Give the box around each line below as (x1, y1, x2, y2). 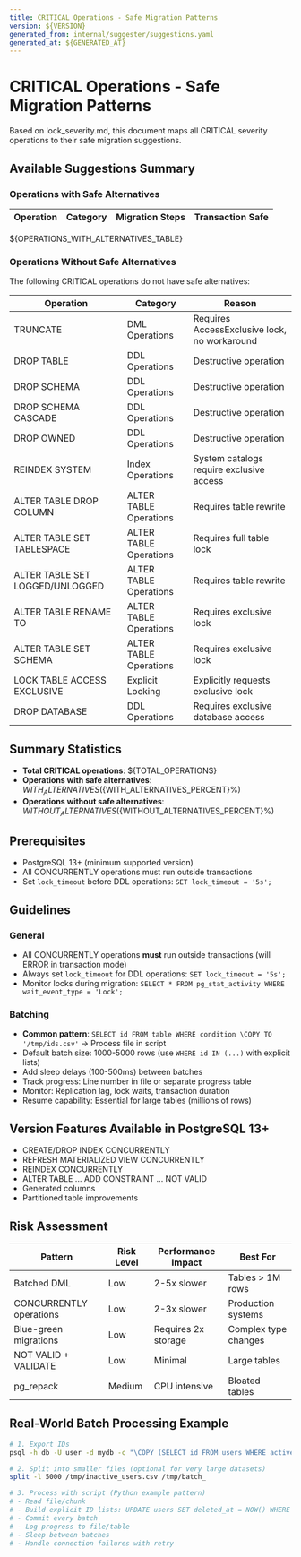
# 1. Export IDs (9, 1440, 70, 1449)
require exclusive (193, 463, 266, 476)
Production (228, 1297, 275, 1309)
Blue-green (13, 1323, 64, 1335)
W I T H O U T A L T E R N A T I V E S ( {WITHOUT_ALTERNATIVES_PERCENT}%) (21, 805, 275, 818)
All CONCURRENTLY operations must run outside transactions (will (21, 950, 271, 960)
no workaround (193, 335, 258, 348)
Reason (223, 297, 257, 310)
